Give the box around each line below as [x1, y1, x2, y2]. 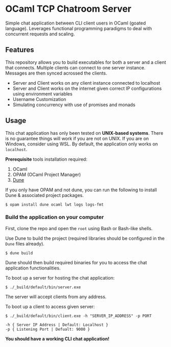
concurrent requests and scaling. [5, 31, 75, 37]
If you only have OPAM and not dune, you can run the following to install [5, 187, 157, 193]
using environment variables [12, 90, 72, 97]
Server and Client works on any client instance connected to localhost [12, 80, 160, 86]
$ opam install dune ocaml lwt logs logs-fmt [5, 202, 104, 207]
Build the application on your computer [5, 214, 104, 221]
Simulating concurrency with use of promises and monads [12, 102, 136, 108]
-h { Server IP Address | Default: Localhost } [5, 322, 109, 327]
